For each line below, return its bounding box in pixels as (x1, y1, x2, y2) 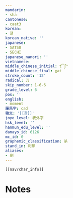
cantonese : (5, 17, 28, 22)
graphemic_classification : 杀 (5, 139, 68, 144)
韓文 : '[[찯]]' (5, 111, 35, 116)
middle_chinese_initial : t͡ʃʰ (5, 64, 69, 69)
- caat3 (5, 21, 22, 27)
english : (5, 96, 24, 102)
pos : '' (5, 92, 22, 97)
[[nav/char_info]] (5, 167, 44, 172)
